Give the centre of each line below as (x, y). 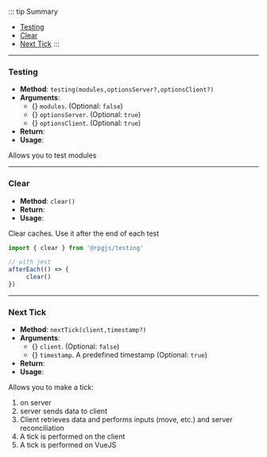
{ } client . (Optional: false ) (75, 346)
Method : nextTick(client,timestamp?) (83, 330)
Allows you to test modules (52, 155)
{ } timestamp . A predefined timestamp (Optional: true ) (120, 355)
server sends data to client (63, 411)
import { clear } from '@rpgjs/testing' (76, 248)
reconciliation (42, 428)
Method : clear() (47, 201)
